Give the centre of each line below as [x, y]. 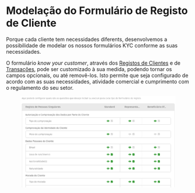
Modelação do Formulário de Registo [97, 11]
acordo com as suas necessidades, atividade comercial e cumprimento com [97, 81]
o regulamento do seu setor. [40, 87]
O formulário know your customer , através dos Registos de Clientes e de [93, 63]
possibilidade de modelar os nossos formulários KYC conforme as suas [92, 45]
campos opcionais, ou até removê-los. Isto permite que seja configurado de [97, 75]
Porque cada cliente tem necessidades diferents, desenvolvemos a [87, 39]
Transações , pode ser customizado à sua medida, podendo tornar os [89, 69]
